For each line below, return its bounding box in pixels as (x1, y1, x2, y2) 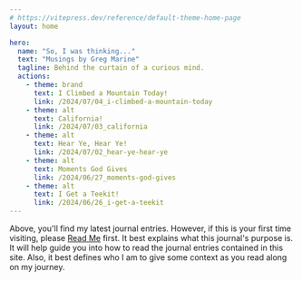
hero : (9, 38, 30, 47)
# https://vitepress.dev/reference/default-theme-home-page (9, 13, 242, 23)
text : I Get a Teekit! (33, 189, 120, 199)
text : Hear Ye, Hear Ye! (33, 140, 128, 149)
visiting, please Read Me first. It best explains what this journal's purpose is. (9, 233, 293, 243)
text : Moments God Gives (33, 164, 128, 173)
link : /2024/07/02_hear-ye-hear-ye (33, 148, 169, 157)
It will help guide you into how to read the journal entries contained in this (9, 242, 284, 253)
